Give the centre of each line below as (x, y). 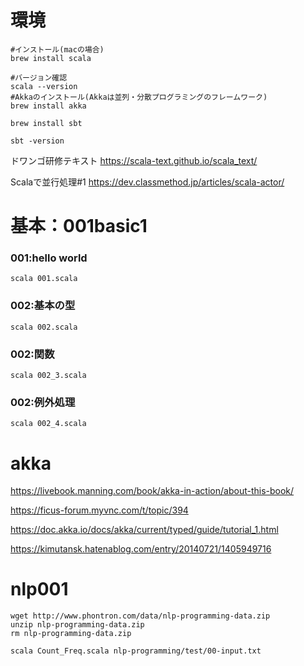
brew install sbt (46, 123)
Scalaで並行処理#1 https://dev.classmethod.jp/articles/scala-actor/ (147, 182)
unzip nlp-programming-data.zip (77, 625)
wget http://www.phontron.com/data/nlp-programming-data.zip (140, 616)
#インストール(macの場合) (57, 49)
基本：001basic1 (79, 226)
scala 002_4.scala (48, 424)
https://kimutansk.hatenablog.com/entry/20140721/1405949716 (141, 549)
